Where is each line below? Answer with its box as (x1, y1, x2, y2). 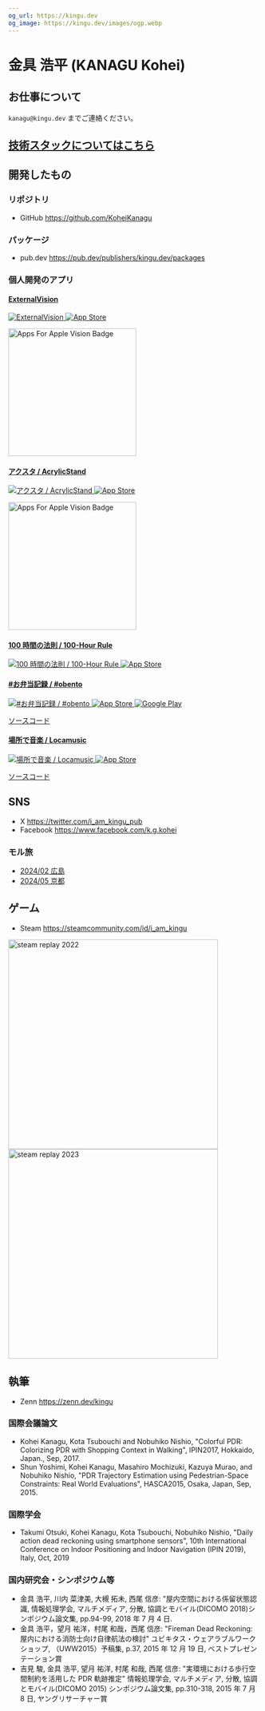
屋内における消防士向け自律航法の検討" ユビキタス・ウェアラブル (19, 1634, 235, 1644)
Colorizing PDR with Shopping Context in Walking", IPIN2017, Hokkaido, (19, 1445, 255, 1455)
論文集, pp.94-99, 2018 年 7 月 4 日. (54, 1614, 173, 1624)
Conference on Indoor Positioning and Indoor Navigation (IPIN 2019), (19, 1545, 246, 1554)
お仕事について (8, 90, 82, 104)
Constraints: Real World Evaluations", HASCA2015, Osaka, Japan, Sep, (19, 1479, 251, 1488)
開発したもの (8, 169, 72, 182)
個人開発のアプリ (8, 274, 74, 285)
